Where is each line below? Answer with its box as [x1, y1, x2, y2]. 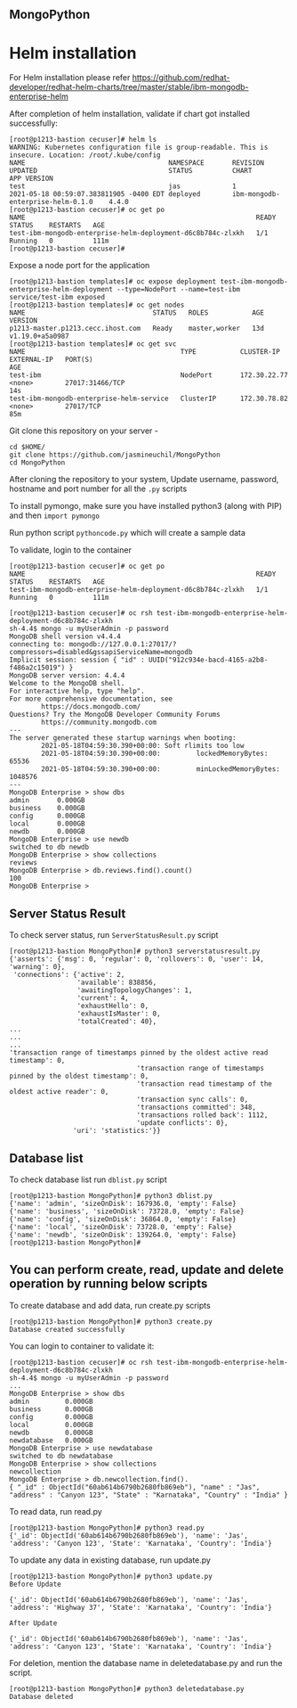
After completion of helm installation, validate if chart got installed [9, 109, 251, 119]
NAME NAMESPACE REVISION [9, 159, 265, 168]
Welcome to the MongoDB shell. [9, 679, 125, 688]
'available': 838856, [76, 978, 157, 988]
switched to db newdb [9, 842, 90, 852]
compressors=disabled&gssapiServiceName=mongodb [9, 648, 193, 657]
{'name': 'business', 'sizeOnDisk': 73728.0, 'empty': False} [9, 1207, 245, 1216]
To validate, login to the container [9, 545, 132, 555]
